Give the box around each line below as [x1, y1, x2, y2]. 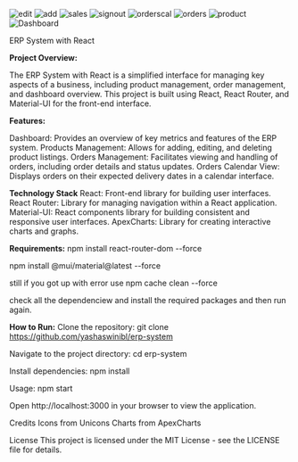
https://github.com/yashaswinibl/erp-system [9, 331, 174, 342]
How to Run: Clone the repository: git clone [9, 322, 170, 332]
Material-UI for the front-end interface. [9, 98, 152, 109]
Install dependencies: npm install [9, 366, 130, 376]
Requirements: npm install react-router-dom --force [9, 243, 203, 253]
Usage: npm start [9, 384, 73, 393]
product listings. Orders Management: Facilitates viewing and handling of [9, 152, 278, 162]
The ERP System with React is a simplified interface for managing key [9, 70, 265, 80]
